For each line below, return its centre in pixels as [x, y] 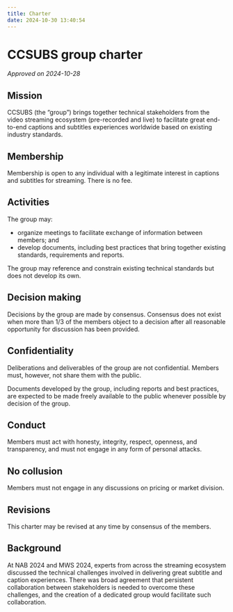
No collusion [35, 471]
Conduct [26, 425]
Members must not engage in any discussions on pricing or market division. [116, 488]
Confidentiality [41, 351]
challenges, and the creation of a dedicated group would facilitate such [109, 595]
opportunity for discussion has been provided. [74, 329]
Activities [29, 202]
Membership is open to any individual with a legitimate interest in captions [113, 173]
